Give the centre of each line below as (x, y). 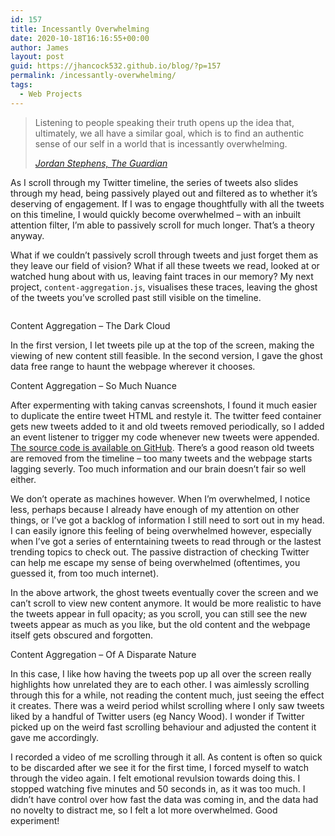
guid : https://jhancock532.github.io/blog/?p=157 (116, 66)
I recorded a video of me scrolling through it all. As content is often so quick (166, 757)
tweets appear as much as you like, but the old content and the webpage (160, 624)
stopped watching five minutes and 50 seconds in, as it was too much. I (158, 788)
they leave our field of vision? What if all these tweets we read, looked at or (165, 265)
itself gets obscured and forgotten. (82, 635)
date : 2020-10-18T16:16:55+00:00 (80, 38)
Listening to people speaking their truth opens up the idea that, (164, 122)
